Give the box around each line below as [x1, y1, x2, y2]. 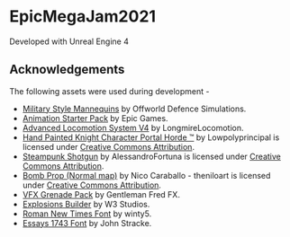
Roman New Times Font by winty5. [22, 208, 152, 219]
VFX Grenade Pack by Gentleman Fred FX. [22, 189, 180, 199]
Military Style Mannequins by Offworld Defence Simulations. [22, 103, 247, 114]
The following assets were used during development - [9, 85, 210, 96]
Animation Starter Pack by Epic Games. [22, 112, 168, 123]
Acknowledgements [9, 62, 125, 77]
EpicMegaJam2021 [9, 6, 156, 27]
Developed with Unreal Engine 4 [9, 36, 129, 47]
